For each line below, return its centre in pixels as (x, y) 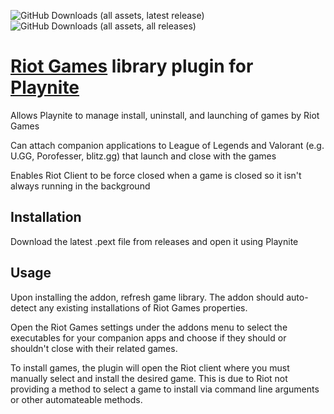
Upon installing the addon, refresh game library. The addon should (147, 297)
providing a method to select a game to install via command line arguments (165, 389)
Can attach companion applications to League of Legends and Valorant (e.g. (167, 145)
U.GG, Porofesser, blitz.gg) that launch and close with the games (143, 156)
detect (23, 307)
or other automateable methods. (76, 399)
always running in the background (80, 186)
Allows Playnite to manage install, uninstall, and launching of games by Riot (165, 115)
